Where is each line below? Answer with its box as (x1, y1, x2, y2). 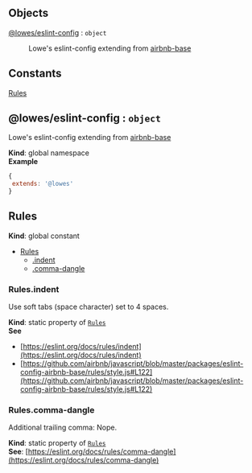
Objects (8, 6, 49, 20)
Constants (8, 67, 62, 80)
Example (8, 157, 39, 167)
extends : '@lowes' (11, 180, 74, 188)
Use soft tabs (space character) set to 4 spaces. (8, 302, 169, 312)
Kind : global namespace (8, 148, 90, 158)
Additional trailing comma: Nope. (8, 422, 118, 433)
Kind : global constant (8, 231, 81, 241)
